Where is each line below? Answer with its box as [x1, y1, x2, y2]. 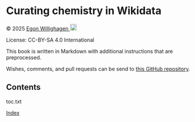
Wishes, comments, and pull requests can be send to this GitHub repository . [6, 65, 190, 72]
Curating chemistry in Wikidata [6, 4, 162, 18]
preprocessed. [6, 54, 42, 61]
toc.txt [6, 98, 22, 105]
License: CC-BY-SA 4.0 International [6, 36, 95, 43]
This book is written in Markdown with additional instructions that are [6, 48, 173, 55]
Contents [6, 82, 41, 92]
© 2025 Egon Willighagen [6, 25, 69, 32]
